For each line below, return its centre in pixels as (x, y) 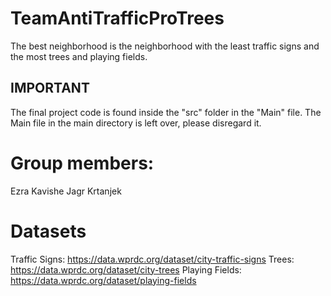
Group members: (82, 163)
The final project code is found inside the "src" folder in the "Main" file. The (166, 112)
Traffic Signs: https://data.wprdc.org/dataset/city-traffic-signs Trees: (152, 259)
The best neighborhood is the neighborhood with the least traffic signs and (165, 46)
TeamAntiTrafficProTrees (117, 18)
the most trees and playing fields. (79, 56)
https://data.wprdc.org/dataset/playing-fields (103, 280)
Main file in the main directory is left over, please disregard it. (136, 123)
